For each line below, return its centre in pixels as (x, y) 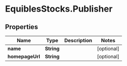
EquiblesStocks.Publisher (59, 9)
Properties (22, 27)
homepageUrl (24, 57)
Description (78, 41)
